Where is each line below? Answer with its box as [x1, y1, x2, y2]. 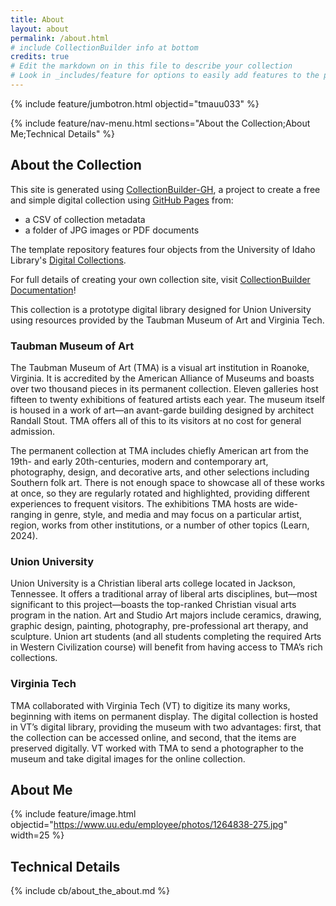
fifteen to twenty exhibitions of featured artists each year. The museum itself [10, 393, 326, 405]
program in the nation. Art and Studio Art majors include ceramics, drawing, [10, 609, 322, 621]
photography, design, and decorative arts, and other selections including [10, 466, 310, 478]
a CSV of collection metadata [24, 213, 146, 225]
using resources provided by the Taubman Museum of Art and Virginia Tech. [10, 314, 325, 326]
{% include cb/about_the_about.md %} [10, 885, 170, 897]
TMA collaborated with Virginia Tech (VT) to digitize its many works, [10, 699, 291, 711]
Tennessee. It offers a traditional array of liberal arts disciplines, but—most [10, 588, 318, 600]
